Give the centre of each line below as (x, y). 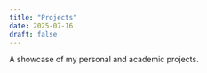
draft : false (33, 34)
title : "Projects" (43, 17)
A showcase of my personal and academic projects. (104, 60)
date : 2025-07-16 (41, 26)
